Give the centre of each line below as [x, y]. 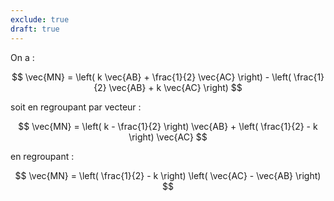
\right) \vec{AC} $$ [168, 137]
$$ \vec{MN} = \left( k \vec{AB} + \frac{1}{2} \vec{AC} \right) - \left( [151, 77]
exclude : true [40, 19]
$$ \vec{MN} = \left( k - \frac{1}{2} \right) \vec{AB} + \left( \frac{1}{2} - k [168, 126]
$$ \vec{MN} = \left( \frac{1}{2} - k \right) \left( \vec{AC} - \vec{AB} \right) [168, 175]
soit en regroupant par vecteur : [76, 107]
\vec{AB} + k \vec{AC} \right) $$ [175, 87]
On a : [22, 57]
